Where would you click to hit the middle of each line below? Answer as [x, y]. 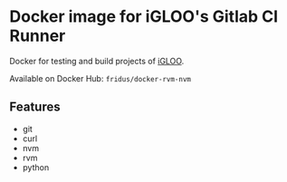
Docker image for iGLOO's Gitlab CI [144, 17]
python [36, 167]
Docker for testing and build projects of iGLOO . [97, 61]
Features [35, 107]
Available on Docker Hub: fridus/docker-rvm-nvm [100, 78]
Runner [38, 36]
